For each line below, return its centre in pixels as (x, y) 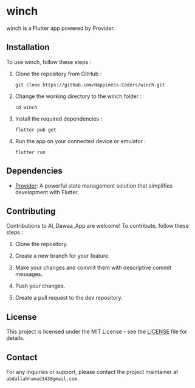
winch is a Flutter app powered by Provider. (61, 28)
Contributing (31, 211)
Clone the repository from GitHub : (58, 74)
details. (15, 338)
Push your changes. (40, 286)
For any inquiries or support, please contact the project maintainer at (92, 372)
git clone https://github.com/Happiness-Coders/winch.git (90, 85)
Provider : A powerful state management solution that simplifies (94, 185)
